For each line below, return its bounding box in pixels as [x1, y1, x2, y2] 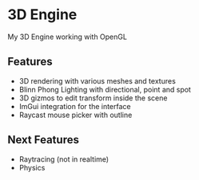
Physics [18, 162, 46, 172]
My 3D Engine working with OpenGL [7, 32, 127, 41]
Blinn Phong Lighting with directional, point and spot [18, 84, 191, 94]
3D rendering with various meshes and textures [18, 76, 177, 85]
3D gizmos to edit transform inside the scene [18, 93, 168, 103]
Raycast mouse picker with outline [18, 110, 133, 119]
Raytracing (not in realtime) [18, 154, 109, 164]
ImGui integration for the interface [18, 101, 131, 111]
